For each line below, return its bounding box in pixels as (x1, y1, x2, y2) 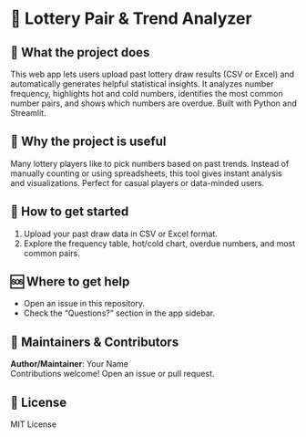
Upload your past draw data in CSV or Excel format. (23, 228, 218, 239)
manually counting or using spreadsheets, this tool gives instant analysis (10, 168, 282, 179)
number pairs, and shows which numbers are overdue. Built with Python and (10, 98, 297, 109)
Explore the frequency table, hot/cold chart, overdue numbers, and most (23, 237, 296, 249)
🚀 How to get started (10, 204, 129, 220)
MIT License (10, 419, 57, 430)
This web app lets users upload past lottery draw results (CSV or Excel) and (10, 68, 295, 79)
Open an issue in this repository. (23, 298, 145, 309)
